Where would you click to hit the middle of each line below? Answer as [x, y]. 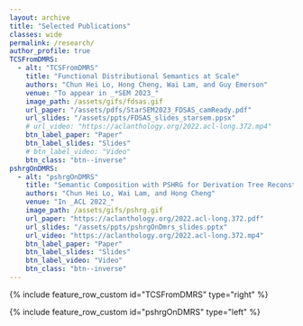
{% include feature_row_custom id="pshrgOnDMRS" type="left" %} [135, 312]
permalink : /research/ [52, 43]
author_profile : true [50, 51]
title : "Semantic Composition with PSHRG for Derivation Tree [145, 186]
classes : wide [36, 34]
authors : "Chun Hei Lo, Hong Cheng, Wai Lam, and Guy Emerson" [147, 85]
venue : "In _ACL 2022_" [70, 202]
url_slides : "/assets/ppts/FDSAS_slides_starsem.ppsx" [131, 118]
